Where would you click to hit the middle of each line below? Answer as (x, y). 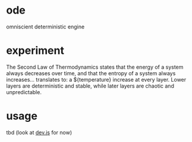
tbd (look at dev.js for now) (39, 132)
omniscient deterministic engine (45, 27)
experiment (35, 51)
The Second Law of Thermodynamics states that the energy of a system (95, 67)
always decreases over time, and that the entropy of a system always (91, 73)
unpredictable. (24, 92)
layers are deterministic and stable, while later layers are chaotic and (90, 86)
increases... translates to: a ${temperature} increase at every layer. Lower (96, 79)
